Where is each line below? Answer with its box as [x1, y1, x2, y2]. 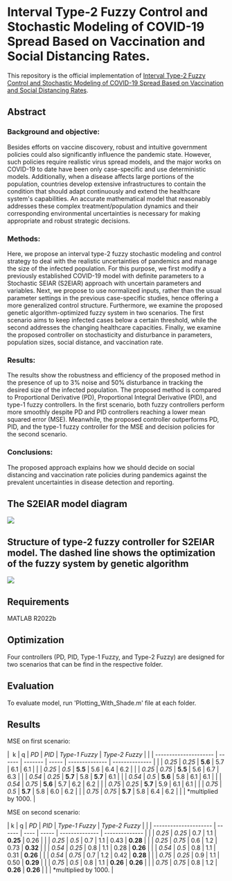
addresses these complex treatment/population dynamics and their [7, 202, 199, 210]
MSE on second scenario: [7, 808, 81, 816]
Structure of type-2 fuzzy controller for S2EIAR [7, 536, 215, 548]
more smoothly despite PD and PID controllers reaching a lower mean [7, 408, 206, 416]
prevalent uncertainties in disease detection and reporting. [7, 478, 175, 486]
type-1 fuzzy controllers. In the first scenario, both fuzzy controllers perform [7, 400, 225, 409]
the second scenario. [7, 430, 68, 438]
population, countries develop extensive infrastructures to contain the [7, 180, 206, 188]
